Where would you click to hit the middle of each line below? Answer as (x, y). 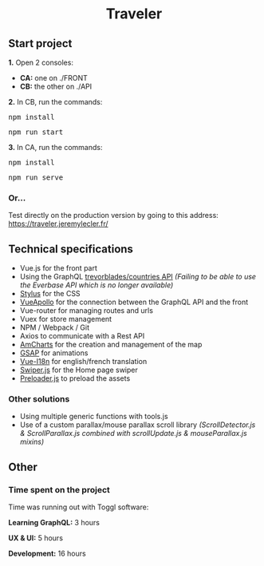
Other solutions (39, 399)
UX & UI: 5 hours (36, 538)
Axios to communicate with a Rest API (82, 336)
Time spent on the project (59, 489)
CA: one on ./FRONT (53, 78)
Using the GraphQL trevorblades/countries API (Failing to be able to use (138, 277)
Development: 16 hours (47, 554)
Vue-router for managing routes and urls (87, 311)
